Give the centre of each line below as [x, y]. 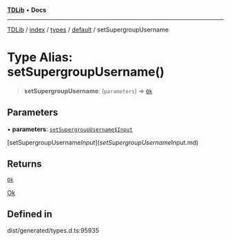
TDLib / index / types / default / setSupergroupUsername [88, 30]
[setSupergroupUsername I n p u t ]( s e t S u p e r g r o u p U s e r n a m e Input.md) [103, 142]
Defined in [30, 214]
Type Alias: [40, 57]
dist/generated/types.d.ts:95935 [53, 231]
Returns [25, 164]
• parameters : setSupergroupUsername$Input [70, 129]
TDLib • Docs [27, 10]
